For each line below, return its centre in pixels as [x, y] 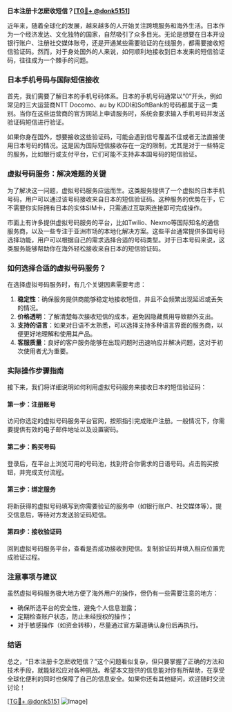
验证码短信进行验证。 [37, 122]
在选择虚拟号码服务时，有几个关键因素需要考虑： [77, 284]
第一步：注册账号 [31, 404]
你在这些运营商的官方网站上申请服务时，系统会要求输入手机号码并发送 [125, 114]
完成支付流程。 [46, 472]
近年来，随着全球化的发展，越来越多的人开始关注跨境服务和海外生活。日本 [113, 26]
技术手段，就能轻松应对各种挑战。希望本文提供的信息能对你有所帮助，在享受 [116, 670]
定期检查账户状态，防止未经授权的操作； [75, 616]
